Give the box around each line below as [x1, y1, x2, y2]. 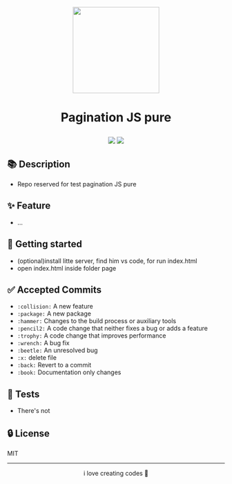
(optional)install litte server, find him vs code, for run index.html [17, 256, 197, 265]
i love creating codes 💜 [83, 470, 149, 478]
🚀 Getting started [7, 238, 83, 250]
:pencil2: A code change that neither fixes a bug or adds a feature [17, 325, 209, 333]
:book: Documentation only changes [17, 368, 122, 376]
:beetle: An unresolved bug [17, 346, 98, 355]
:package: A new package [17, 309, 92, 318]
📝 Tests [7, 388, 40, 400]
